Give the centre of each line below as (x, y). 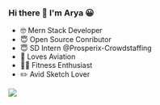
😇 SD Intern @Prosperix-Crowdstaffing (86, 48)
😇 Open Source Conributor (65, 40)
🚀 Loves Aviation (48, 57)
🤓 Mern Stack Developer (61, 31)
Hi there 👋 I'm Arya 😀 (51, 13)
